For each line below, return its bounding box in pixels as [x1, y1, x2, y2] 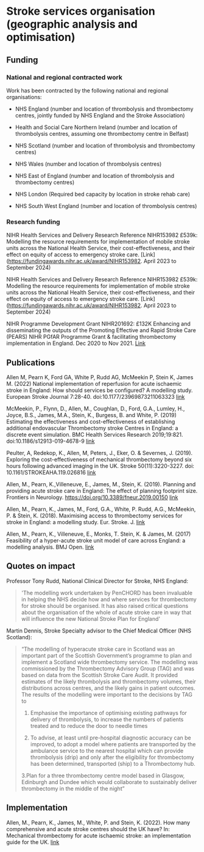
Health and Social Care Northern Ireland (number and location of [15, 124, 178, 131]
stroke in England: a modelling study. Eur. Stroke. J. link [6, 518, 145, 525]
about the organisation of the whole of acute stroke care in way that [21, 609, 192, 616]
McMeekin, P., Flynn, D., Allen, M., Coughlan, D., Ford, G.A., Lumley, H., [6, 405, 185, 412]
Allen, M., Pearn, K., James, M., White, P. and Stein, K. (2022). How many [6, 818, 191, 826]
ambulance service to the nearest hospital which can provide [30, 747, 184, 754]
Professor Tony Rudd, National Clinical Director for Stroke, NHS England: [6, 577, 189, 585]
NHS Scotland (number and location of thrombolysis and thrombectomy [15, 142, 195, 149]
